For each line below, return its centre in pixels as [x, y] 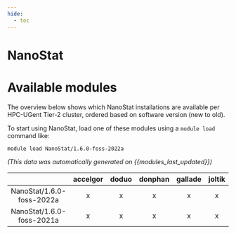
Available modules [62, 87]
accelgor [88, 179]
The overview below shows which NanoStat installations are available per [113, 107]
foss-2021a [39, 220]
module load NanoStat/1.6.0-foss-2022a [66, 149]
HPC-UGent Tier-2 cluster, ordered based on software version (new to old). [116, 114]
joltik [217, 179]
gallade [189, 179]
